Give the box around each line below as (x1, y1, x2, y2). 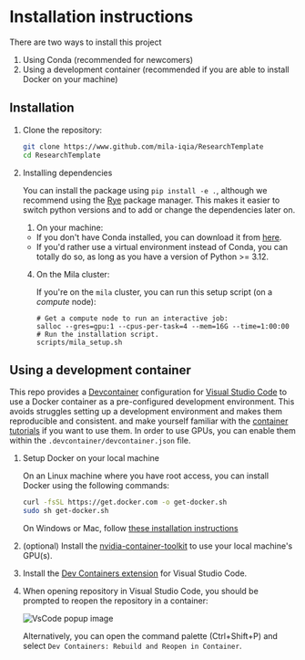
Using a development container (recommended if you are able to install (22, 64, 290, 75)
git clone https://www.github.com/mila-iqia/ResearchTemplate (22, 141, 264, 152)
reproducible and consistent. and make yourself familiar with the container (9, 415, 289, 426)
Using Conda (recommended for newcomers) (22, 54, 194, 65)
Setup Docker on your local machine (22, 453, 159, 464)
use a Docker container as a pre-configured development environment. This (9, 396, 295, 407)
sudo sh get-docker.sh (22, 507, 109, 516)
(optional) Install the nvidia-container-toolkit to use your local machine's (22, 540, 293, 551)
